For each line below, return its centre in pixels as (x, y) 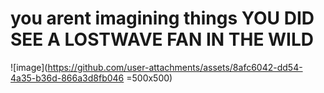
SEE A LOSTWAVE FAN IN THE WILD (162, 39)
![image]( (29, 67)
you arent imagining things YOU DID (162, 18)
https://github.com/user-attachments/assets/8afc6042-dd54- (175, 67)
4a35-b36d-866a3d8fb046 (67, 78)
